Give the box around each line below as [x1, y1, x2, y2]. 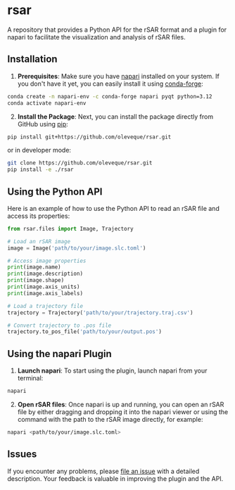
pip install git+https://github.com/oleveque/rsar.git [7, 133, 172, 141]
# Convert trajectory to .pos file [7, 322, 112, 329]
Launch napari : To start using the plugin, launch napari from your [17, 366, 208, 375]
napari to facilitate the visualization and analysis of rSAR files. [7, 32, 186, 41]
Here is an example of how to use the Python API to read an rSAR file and [7, 204, 220, 212]
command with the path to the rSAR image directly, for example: [17, 415, 203, 423]
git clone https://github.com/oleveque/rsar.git [7, 160, 153, 167]
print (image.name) [7, 264, 61, 271]
